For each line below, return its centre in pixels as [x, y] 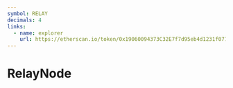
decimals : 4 [24, 20]
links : [17, 26]
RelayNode [39, 74]
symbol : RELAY [28, 14]
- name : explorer [38, 33]
